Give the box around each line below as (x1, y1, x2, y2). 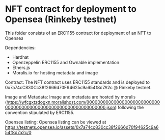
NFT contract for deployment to (5, 3, 137, 15)
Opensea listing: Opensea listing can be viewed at (5, 119, 107, 125)
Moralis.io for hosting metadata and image (12, 70, 98, 75)
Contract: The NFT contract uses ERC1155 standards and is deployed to (5, 79, 150, 85)
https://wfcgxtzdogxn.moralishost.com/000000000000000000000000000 (6, 99, 160, 105)
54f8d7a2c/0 (5, 129, 32, 135)
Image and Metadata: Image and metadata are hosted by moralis (5, 94, 136, 100)
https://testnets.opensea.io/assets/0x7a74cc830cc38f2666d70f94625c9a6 (5, 124, 159, 130)
